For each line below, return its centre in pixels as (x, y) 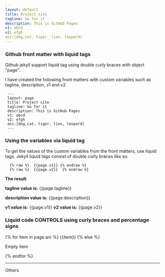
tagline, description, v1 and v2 (35, 85)
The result (16, 179)
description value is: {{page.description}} (48, 198)
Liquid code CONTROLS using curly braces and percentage (77, 220)
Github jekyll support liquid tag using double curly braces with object (75, 65)
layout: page (21, 98)
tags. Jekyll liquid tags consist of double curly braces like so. (67, 156)
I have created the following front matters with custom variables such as (78, 80)
